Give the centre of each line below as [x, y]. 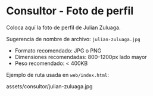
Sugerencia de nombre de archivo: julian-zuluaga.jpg [74, 39]
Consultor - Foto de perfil [70, 11]
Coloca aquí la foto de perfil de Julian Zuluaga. [63, 27]
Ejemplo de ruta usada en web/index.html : [57, 75]
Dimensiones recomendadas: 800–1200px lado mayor [81, 57]
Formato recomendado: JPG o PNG [58, 50]
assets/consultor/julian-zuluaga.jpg [49, 86]
